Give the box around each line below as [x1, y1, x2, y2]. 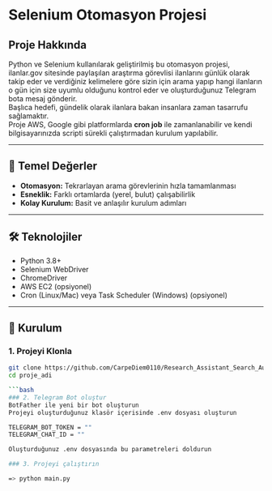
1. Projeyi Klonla [8, 345, 73, 357]
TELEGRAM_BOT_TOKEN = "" [8, 423, 92, 431]
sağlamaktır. [8, 111, 49, 121]
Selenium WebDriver [19, 264, 89, 274]
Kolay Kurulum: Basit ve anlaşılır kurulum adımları [19, 198, 187, 207]
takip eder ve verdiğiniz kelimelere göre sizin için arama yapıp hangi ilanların [8, 77, 263, 86]
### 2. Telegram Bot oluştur [8, 393, 107, 402]
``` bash [8, 386, 35, 395]
